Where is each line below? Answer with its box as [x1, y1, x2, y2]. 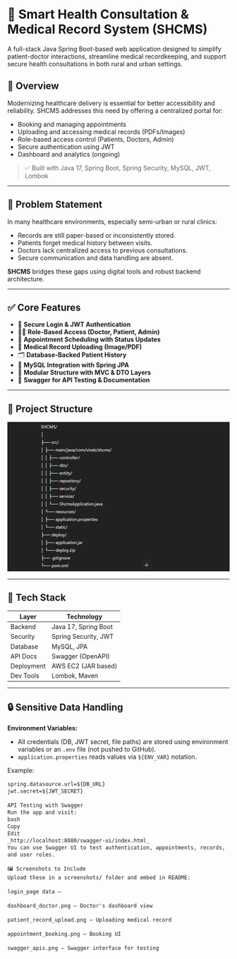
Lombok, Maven [51, 671, 99, 680]
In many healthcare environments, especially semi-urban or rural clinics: [7, 217, 217, 226]
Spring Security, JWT [51, 633, 114, 641]
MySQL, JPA [51, 642, 88, 651]
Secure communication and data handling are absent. [17, 253, 174, 262]
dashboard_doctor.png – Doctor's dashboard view [7, 902, 153, 909]
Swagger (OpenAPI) [51, 652, 111, 660]
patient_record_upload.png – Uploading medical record [7, 916, 172, 923]
